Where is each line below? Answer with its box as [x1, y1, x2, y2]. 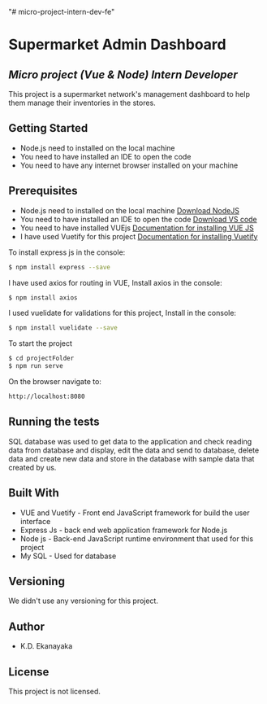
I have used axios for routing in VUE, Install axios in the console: [8, 278, 223, 287]
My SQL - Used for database [19, 551, 117, 561]
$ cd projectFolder [8, 354, 75, 363]
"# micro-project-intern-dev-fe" [8, 7, 115, 16]
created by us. [8, 462, 57, 472]
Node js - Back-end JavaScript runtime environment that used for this [19, 533, 254, 544]
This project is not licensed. [8, 686, 101, 696]
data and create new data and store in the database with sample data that [8, 453, 255, 463]
